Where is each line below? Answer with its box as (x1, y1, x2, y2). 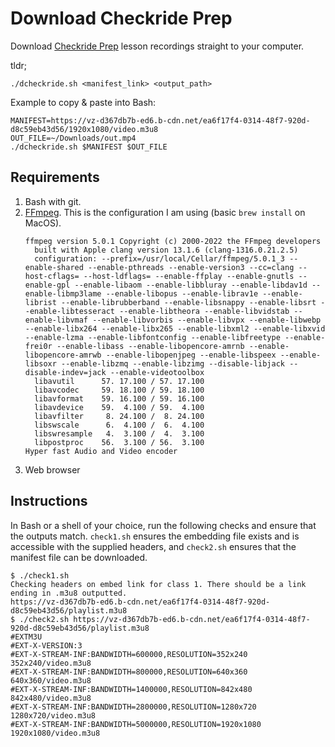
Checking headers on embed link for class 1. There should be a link (10, 579, 307, 589)
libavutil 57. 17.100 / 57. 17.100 (34, 376, 205, 386)
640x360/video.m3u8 (10, 675, 92, 686)
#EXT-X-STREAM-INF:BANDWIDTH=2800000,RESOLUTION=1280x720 (10, 702, 257, 712)
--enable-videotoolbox (109, 367, 205, 377)
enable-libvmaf (24, 315, 89, 325)
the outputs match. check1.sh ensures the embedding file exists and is (10, 530, 300, 542)
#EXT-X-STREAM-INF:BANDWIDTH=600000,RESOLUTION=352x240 (10, 649, 248, 659)
